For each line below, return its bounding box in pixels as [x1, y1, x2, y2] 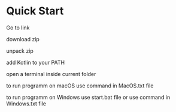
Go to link [6, 24, 30, 31]
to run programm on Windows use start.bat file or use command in [6, 93, 171, 101]
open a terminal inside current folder [6, 70, 96, 77]
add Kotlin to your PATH [6, 59, 65, 66]
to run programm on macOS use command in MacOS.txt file [6, 82, 154, 89]
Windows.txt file [6, 100, 47, 107]
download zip [6, 35, 40, 43]
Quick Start [6, 4, 64, 18]
